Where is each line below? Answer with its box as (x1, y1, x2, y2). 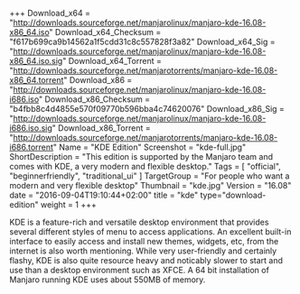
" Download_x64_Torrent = (61, 56, 163, 66)
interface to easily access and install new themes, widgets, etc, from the (9, 236, 279, 246)
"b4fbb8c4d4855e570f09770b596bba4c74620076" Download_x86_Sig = (9, 104, 285, 114)
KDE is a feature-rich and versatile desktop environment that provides (9, 216, 269, 227)
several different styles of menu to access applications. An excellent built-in (9, 226, 292, 237)
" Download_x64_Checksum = (49, 27, 162, 37)
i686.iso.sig (9, 123, 52, 133)
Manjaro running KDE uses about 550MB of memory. (9, 274, 206, 285)
